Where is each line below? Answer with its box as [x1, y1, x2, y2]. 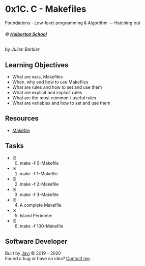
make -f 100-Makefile [19, 223, 63, 229]
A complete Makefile [19, 202, 61, 208]
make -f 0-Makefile [19, 160, 59, 166]
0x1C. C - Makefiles [5, 3, 87, 15]
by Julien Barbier [5, 46, 40, 52]
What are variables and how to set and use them [12, 100, 111, 106]
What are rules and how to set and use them [12, 84, 102, 90]
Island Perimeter [19, 212, 53, 218]
